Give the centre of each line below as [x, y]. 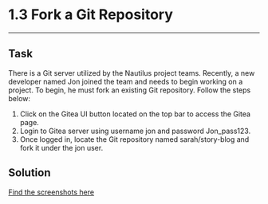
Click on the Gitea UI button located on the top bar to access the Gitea [135, 114]
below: [19, 98]
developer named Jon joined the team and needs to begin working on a [126, 81]
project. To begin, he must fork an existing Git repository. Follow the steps [130, 90]
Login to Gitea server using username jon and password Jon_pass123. [135, 131]
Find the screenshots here [51, 192]
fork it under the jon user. [61, 147]
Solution [30, 173]
